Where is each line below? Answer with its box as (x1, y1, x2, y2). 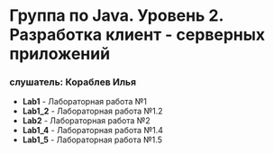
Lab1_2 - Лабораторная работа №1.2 (22, 105, 164, 117)
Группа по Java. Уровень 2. (9, 5, 224, 26)
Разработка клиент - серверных (9, 24, 266, 45)
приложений (9, 44, 111, 64)
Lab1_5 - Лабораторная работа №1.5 (22, 134, 162, 145)
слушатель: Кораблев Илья (9, 76, 137, 88)
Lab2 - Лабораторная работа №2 (22, 115, 151, 126)
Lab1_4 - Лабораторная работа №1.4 (22, 125, 164, 136)
